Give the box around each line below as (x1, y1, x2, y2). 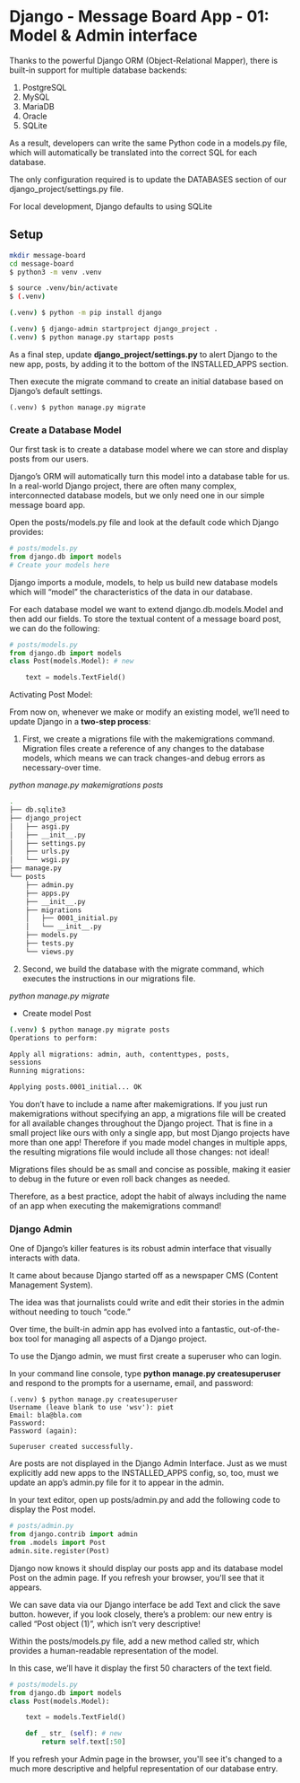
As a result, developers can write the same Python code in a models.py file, (9, 137, 288, 148)
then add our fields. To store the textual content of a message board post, (9, 613, 282, 624)
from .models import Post (9, 1538, 106, 1548)
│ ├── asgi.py (9, 821, 70, 831)
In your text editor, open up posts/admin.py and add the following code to (9, 1495, 280, 1506)
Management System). (9, 1279, 93, 1290)
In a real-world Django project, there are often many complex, (9, 480, 237, 491)
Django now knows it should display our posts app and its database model (9, 1562, 284, 1573)
